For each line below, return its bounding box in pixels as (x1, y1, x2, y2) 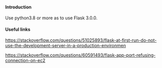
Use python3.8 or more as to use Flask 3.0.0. (5, 15, 97, 21)
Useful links (5, 26, 31, 32)
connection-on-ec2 (5, 58, 45, 64)
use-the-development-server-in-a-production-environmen (5, 43, 126, 49)
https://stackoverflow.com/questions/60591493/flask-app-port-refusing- (5, 52, 156, 58)
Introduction (5, 4, 31, 10)
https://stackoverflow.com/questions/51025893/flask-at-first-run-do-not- (5, 37, 157, 43)
